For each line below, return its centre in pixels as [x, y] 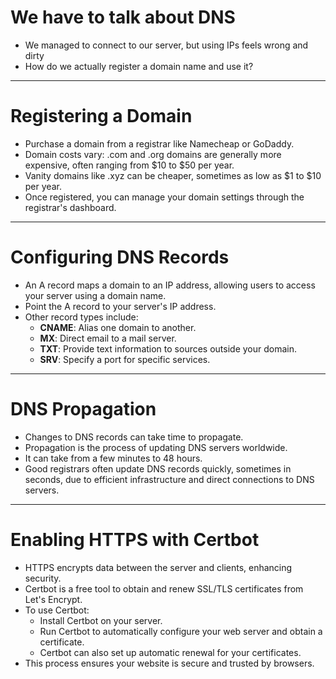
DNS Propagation [83, 409]
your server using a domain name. [95, 295]
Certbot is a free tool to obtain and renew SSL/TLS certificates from [164, 588]
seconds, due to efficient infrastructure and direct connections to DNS [169, 479]
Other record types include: [81, 317]
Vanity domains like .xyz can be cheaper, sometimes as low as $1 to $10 [173, 175]
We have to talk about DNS [123, 17]
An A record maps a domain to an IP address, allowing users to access [170, 285]
